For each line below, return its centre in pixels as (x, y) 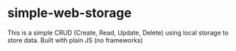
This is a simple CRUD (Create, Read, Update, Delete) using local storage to (118, 33)
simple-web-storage (70, 13)
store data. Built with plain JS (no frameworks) (75, 40)
